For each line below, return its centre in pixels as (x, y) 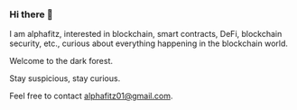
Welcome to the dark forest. (61, 61)
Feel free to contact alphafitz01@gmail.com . (91, 96)
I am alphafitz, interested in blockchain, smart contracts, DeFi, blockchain (146, 34)
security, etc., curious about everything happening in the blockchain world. (149, 43)
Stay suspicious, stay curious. (65, 78)
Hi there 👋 (32, 14)
